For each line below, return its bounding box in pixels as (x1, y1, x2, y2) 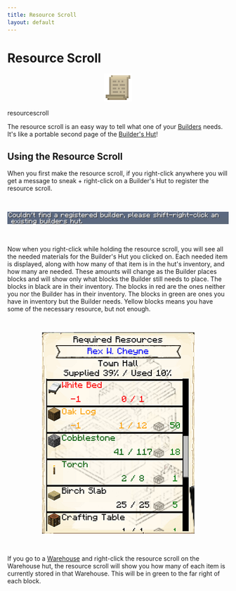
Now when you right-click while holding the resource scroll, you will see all (7, 244, 223, 253)
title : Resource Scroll (7, 11, 77, 18)
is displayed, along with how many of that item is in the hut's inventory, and (7, 259, 225, 268)
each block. (7, 576, 41, 585)
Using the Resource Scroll (7, 150, 123, 162)
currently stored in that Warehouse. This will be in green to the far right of (7, 569, 221, 578)
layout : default (7, 18, 55, 26)
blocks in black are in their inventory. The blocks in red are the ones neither (7, 282, 225, 290)
